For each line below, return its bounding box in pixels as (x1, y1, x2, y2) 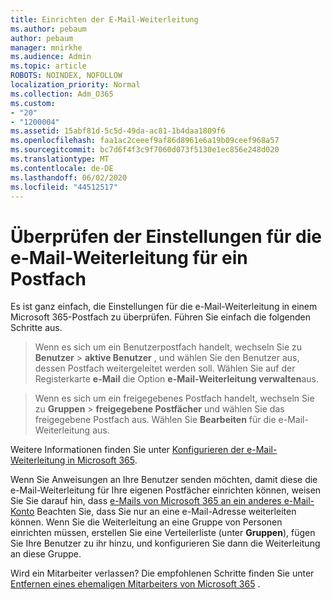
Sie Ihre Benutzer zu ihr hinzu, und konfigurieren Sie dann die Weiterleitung (10, 537, 321, 550)
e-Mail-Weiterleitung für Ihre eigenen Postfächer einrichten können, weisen (10, 484, 322, 496)
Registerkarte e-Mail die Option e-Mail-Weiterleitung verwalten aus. (34, 373, 319, 385)
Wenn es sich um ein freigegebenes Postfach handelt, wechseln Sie (34, 392, 315, 405)
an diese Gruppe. (10, 548, 82, 560)
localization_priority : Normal (10, 80, 141, 90)
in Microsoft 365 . (67, 454, 138, 466)
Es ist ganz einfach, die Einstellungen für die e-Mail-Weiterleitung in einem (10, 301, 318, 313)
